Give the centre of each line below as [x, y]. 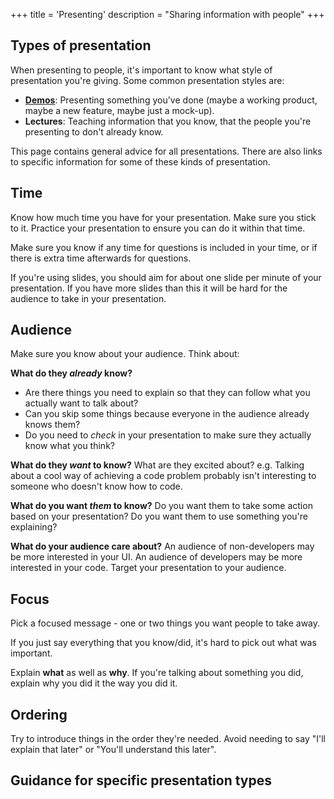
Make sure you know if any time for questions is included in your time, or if [164, 247]
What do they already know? [71, 373]
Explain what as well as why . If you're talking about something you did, [157, 673]
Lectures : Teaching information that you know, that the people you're [168, 121]
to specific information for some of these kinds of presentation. [140, 161]
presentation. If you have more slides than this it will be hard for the [149, 288]
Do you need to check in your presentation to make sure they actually [168, 435]
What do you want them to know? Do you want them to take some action [161, 506]
